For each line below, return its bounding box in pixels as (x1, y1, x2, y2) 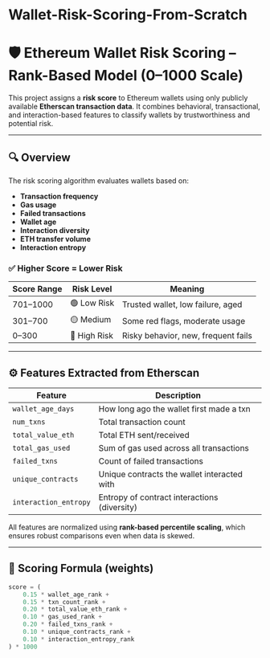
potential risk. (8, 119, 54, 129)
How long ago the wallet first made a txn (98, 403, 251, 415)
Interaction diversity (19, 225, 90, 235)
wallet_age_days (12, 404, 75, 414)
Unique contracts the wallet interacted (98, 468, 243, 480)
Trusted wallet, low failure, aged (121, 299, 243, 310)
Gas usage (19, 199, 57, 210)
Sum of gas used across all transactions (98, 443, 249, 454)
